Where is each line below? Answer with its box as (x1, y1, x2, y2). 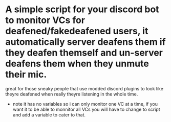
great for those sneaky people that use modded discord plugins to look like (5, 85, 164, 91)
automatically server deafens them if (5, 36, 166, 48)
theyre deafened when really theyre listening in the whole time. (5, 91, 138, 97)
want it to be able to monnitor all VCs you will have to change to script (12, 106, 160, 112)
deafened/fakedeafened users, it (5, 26, 148, 37)
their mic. (5, 69, 47, 80)
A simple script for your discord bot (5, 4, 160, 15)
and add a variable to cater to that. (12, 111, 86, 118)
